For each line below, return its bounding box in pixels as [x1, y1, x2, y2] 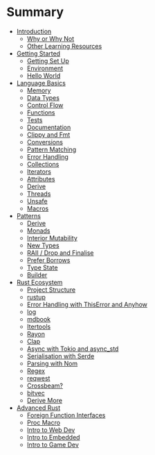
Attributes [26, 174, 55, 183]
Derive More [26, 396, 63, 404]
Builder [26, 270, 48, 279]
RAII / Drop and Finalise [26, 248, 94, 257]
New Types [26, 241, 60, 249]
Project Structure [26, 286, 76, 294]
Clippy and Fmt [26, 130, 71, 139]
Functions [26, 108, 55, 117]
